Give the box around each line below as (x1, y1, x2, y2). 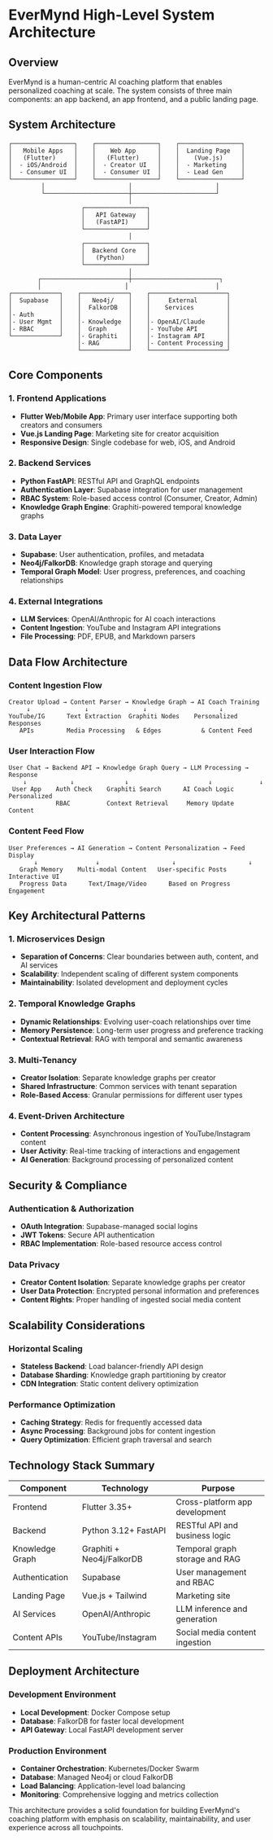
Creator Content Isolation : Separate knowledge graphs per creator (19, 1277, 246, 1288)
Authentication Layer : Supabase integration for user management (19, 485, 244, 494)
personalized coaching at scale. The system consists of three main (8, 86, 232, 95)
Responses (8, 719, 42, 728)
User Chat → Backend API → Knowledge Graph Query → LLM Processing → (8, 764, 249, 772)
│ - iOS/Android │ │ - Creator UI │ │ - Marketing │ (8, 160, 245, 169)
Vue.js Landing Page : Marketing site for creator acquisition (19, 428, 219, 438)
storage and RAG (175, 1553, 241, 1565)
